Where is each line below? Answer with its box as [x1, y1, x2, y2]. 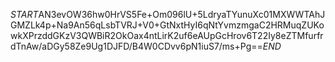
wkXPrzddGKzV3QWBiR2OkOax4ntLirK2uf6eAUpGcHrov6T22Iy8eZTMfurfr [10, 30, 324, 41]
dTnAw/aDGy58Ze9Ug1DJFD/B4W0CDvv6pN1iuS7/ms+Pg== [10, 40, 263, 52]
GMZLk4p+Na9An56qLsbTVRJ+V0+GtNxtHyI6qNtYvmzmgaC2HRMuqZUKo [10, 19, 325, 31]
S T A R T [10, 9, 39, 20]
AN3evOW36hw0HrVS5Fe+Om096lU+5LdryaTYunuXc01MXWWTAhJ [38, 9, 326, 20]
